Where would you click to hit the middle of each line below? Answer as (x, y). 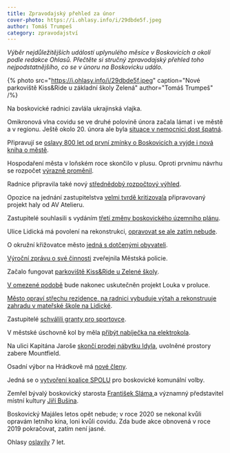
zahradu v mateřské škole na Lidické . (60, 306)
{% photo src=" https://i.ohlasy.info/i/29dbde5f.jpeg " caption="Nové (104, 81)
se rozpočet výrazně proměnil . (51, 171)
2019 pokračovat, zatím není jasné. (56, 429)
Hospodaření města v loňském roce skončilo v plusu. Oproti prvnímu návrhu (115, 164)
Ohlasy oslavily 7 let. (36, 442)
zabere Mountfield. (34, 354)
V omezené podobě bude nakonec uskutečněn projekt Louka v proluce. (109, 285)
